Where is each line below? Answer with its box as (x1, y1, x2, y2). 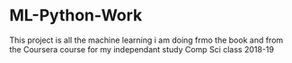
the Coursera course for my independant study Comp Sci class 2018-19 (9, 43, 274, 54)
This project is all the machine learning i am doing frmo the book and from (9, 35, 284, 45)
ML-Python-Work (9, 5, 143, 26)
